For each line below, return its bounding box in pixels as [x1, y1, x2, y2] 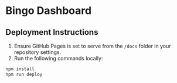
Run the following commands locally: [13, 55, 103, 62]
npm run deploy [5, 71, 43, 77]
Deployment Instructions [5, 27, 98, 37]
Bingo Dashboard [5, 4, 92, 17]
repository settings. [13, 49, 62, 56]
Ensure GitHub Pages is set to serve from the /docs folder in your [13, 42, 171, 49]
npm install [5, 66, 35, 72]
